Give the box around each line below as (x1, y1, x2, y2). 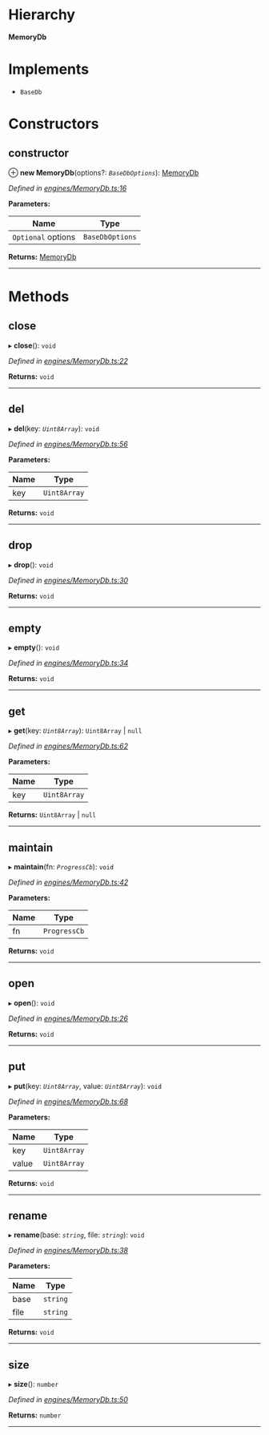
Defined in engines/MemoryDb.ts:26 (8, 1014, 128, 1023)
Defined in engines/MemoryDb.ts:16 (8, 183, 127, 193)
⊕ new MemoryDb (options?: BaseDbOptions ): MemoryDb (8, 167, 199, 177)
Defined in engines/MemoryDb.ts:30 (8, 575, 129, 585)
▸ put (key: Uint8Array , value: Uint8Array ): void (8, 1081, 163, 1090)
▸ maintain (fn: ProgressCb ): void (8, 861, 114, 871)
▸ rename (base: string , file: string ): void (8, 1230, 145, 1240)
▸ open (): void (8, 998, 55, 1007)
